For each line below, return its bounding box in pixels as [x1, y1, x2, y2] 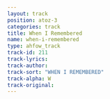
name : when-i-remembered [7, 36, 79, 43]
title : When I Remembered [7, 29, 82, 37]
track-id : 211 [7, 49, 49, 56]
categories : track [7, 23, 61, 30]
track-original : [7, 82, 54, 89]
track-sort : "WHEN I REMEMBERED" [7, 68, 104, 75]
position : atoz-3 [7, 17, 58, 24]
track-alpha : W [7, 75, 52, 82]
